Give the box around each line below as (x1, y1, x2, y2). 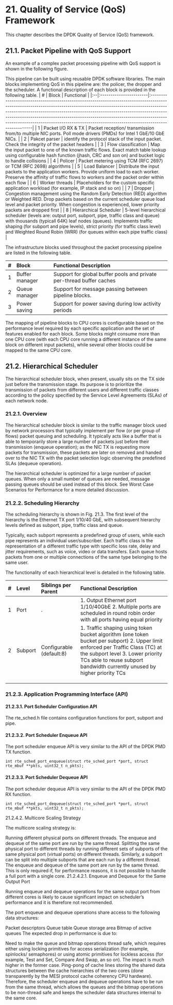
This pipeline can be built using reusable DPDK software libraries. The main (5, 76, 165, 82)
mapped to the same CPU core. (5, 347, 72, 353)
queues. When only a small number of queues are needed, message (5, 475, 150, 482)
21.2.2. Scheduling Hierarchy (5, 499, 80, 506)
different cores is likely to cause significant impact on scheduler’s (5, 894, 144, 900)
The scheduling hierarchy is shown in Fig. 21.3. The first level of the (5, 511, 148, 518)
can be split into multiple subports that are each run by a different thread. (5, 856, 161, 862)
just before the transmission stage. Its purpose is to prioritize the (5, 381, 143, 387)
